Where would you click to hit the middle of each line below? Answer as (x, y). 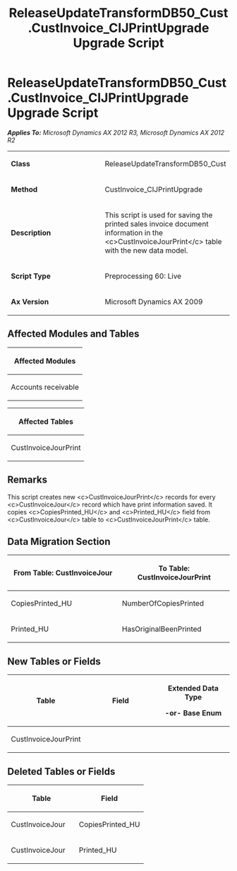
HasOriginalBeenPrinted (162, 629)
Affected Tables (46, 421)
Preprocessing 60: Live (143, 276)
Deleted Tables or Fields (61, 772)
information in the (134, 233)
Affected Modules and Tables (73, 334)
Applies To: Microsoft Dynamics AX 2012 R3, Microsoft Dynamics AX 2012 (116, 132)
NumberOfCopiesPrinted (163, 604)
